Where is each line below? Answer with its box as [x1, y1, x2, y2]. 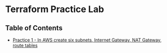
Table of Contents [5, 24, 63, 32]
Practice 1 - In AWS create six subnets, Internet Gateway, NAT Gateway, [12, 37, 162, 43]
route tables [12, 42, 38, 48]
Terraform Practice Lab [5, 4, 104, 15]
